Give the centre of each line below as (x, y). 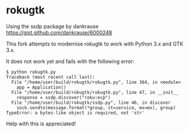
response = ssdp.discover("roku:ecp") (64, 97)
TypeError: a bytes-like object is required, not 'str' (75, 113)
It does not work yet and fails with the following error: (70, 61)
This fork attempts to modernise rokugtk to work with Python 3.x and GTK (95, 44)
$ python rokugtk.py (31, 72)
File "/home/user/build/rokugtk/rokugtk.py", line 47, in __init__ (95, 92)
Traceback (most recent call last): (50, 77)
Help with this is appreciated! (41, 124)
